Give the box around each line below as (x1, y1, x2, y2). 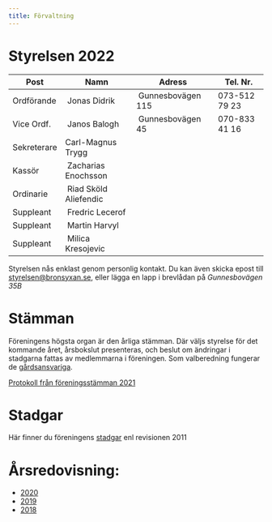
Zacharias (67, 160, 105, 171)
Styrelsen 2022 (8, 46, 115, 65)
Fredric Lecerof (67, 206, 126, 217)
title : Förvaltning (8, 11, 74, 20)
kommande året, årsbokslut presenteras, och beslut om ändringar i (8, 344, 231, 354)
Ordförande (12, 95, 57, 106)
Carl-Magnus (64, 136, 117, 148)
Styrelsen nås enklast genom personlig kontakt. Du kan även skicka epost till (8, 263, 264, 273)
